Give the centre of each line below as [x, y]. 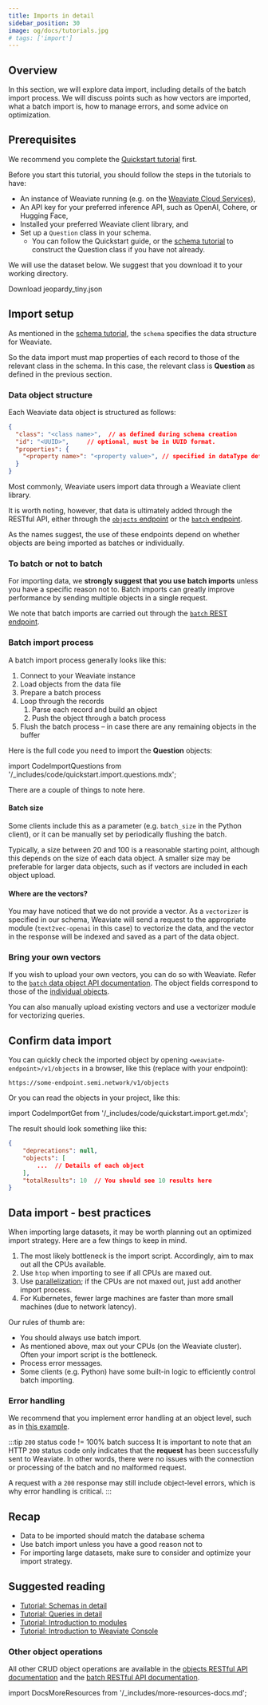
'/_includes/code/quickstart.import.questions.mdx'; [93, 774]
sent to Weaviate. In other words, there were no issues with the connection [131, 1459]
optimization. [30, 115]
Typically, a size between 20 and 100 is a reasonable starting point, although [134, 849]
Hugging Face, [44, 216]
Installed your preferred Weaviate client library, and [104, 224]
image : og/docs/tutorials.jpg [59, 30]
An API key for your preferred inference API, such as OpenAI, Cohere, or [138, 207]
